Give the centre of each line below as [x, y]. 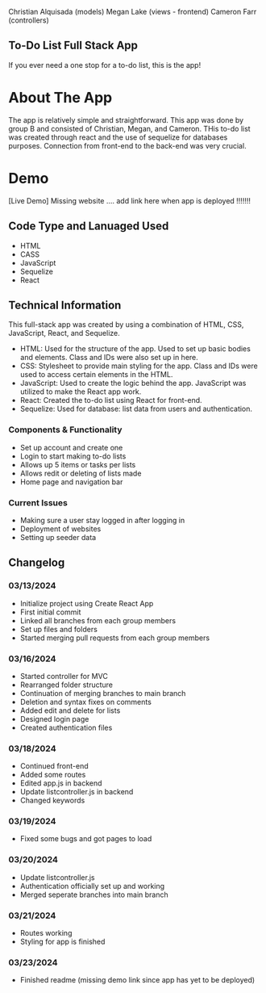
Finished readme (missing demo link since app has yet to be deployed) [137, 980]
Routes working [46, 933]
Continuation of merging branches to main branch [103, 693]
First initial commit [50, 612]
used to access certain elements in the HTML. [96, 375]
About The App [60, 98]
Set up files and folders [59, 629]
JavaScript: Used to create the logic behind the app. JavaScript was [133, 383]
